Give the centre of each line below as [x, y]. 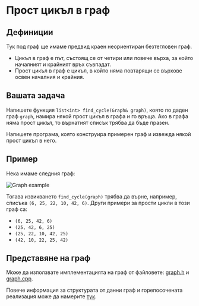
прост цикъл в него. [31, 140]
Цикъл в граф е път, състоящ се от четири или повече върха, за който [104, 58]
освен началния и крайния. [49, 77]
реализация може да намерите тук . [51, 296]
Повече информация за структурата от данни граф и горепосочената [94, 290]
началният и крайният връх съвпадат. [63, 64]
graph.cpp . [20, 279]
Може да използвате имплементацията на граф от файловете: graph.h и [98, 272]
